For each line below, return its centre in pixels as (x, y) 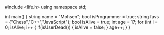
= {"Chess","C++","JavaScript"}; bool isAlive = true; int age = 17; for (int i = (82, 22)
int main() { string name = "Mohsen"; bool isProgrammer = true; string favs (82, 17)
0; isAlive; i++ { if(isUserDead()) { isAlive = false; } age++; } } (68, 27)
